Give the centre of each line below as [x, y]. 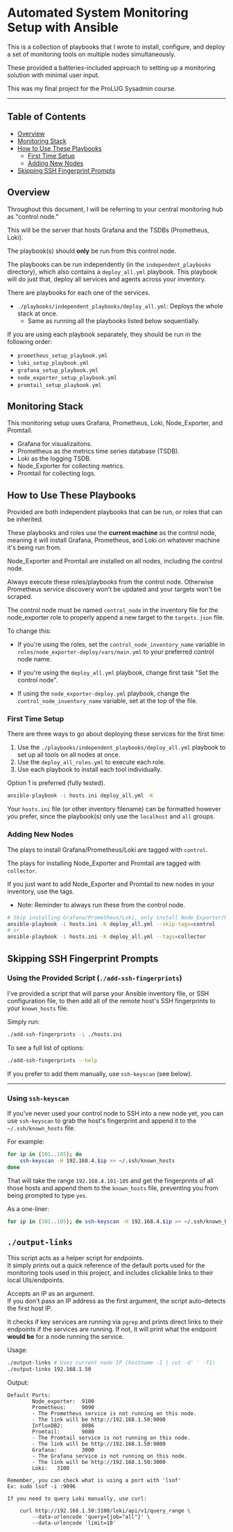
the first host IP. [30, 1308]
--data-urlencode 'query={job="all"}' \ [91, 1517]
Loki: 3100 [51, 1468]
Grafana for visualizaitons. [54, 444]
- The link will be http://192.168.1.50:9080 [99, 1444]
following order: [30, 341]
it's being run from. [35, 547]
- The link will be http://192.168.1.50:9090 [99, 1419]
